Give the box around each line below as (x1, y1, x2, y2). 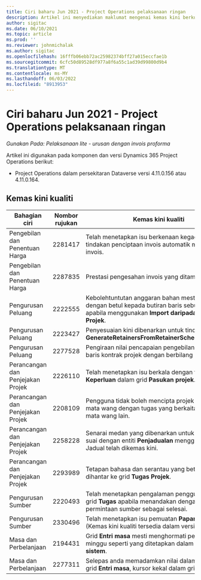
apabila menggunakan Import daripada (86, 308, 197, 317)
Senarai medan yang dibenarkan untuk (86, 429, 194, 437)
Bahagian (14, 211, 42, 219)
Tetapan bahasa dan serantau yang (86, 465, 185, 473)
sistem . (86, 546, 107, 555)
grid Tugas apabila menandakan (86, 497, 176, 505)
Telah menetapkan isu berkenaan (86, 233, 179, 241)
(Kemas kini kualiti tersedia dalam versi (86, 522, 196, 530)
